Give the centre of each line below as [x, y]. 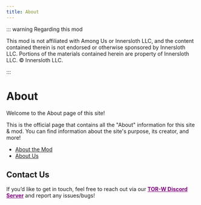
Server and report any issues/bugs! [51, 196]
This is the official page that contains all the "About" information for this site [100, 125]
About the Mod [34, 149]
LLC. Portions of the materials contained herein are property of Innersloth [98, 54]
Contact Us [28, 174]
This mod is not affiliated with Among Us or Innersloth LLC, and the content [100, 41]
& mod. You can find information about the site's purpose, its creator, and [98, 131]
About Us [27, 155]
